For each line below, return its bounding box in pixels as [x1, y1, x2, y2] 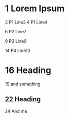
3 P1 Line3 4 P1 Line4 [5, 19, 48, 25]
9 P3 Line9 [5, 38, 27, 44]
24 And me [5, 108, 28, 114]
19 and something [5, 81, 41, 87]
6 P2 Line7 [5, 28, 27, 34]
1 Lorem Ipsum [5, 3, 65, 14]
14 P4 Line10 [5, 47, 31, 53]
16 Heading [5, 65, 52, 76]
